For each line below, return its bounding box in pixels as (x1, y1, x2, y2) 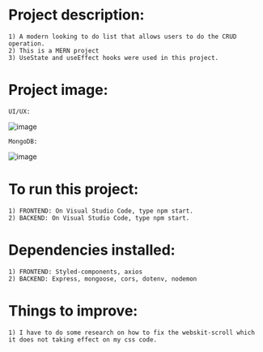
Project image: (8, 81, 108, 99)
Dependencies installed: (8, 241, 176, 259)
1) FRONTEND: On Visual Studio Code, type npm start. (8, 207, 194, 215)
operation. (8, 39, 45, 48)
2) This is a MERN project (8, 46, 100, 54)
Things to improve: (8, 302, 138, 320)
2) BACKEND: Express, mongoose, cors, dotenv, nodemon (8, 274, 197, 283)
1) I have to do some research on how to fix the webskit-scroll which (8, 328, 255, 337)
